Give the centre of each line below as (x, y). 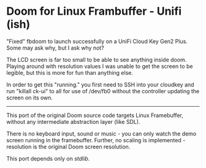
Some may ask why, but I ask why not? (55, 48)
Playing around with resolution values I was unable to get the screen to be (100, 66)
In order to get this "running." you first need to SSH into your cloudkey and (100, 85)
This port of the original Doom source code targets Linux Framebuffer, (95, 115)
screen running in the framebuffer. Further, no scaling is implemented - (96, 140)
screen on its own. (30, 97)
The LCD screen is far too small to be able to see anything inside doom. (97, 59)
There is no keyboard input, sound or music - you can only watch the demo (101, 134)
